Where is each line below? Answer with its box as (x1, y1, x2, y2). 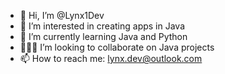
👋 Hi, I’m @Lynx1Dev (19, 10, 105, 21)
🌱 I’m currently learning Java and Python (19, 31, 188, 42)
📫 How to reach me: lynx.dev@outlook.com (19, 53, 203, 64)
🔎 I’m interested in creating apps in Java (19, 20, 186, 32)
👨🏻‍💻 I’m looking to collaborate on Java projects (19, 41, 215, 53)
